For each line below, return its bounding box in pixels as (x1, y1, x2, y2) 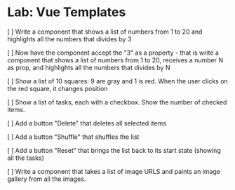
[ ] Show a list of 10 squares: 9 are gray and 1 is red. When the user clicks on (7, 76, 228, 85)
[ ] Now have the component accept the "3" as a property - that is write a (7, 48, 220, 57)
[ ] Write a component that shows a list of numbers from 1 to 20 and (7, 27, 203, 36)
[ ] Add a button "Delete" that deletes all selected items (7, 118, 167, 127)
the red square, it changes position (7, 84, 108, 93)
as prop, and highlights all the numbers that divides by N (7, 63, 170, 72)
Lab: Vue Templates (7, 4, 126, 20)
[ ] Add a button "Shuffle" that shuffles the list (7, 133, 140, 141)
